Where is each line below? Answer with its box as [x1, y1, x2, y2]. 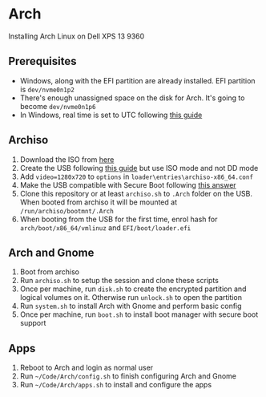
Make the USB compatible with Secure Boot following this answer [19, 180, 236, 189]
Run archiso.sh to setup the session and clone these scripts [19, 276, 219, 286]
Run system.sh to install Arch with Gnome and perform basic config [19, 302, 242, 311]
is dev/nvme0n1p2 [19, 84, 75, 94]
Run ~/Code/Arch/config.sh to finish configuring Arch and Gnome [19, 371, 236, 381]
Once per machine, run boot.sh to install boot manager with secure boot [19, 310, 259, 319]
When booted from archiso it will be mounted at [19, 197, 178, 207]
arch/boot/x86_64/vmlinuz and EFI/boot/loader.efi [19, 222, 191, 233]
